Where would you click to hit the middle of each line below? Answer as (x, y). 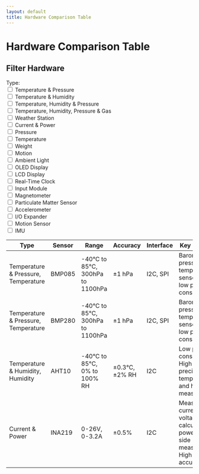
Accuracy (127, 245)
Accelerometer (33, 209)
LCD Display (30, 174)
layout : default (26, 12)
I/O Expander (31, 217)
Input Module (31, 188)
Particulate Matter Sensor (46, 202)
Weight (23, 146)
